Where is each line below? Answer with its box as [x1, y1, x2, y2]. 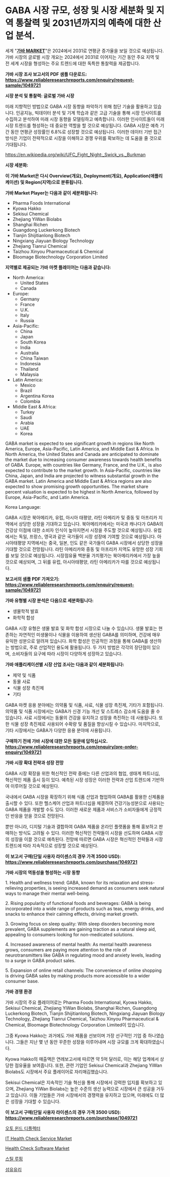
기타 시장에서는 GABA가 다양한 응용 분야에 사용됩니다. [5, 727, 112, 733]
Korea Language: [5, 504, 41, 510]
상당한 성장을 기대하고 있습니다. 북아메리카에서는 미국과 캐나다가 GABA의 [18, 520, 163, 527]
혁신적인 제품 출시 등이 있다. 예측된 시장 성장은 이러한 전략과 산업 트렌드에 [5, 776, 151, 783]
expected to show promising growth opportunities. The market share [5, 483, 148, 489]
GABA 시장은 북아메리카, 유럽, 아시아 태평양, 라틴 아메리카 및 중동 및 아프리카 [5, 514, 158, 520]
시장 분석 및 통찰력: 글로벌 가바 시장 [5, 92, 74, 99]
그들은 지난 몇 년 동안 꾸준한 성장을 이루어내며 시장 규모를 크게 [16, 1039, 139, 1045]
